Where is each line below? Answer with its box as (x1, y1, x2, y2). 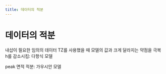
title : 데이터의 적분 (5, 7, 44, 12)
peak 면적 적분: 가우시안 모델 (5, 63, 61, 69)
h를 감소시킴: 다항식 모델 (5, 53, 53, 59)
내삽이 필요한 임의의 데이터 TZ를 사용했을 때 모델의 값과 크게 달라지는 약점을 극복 (5, 47, 162, 53)
